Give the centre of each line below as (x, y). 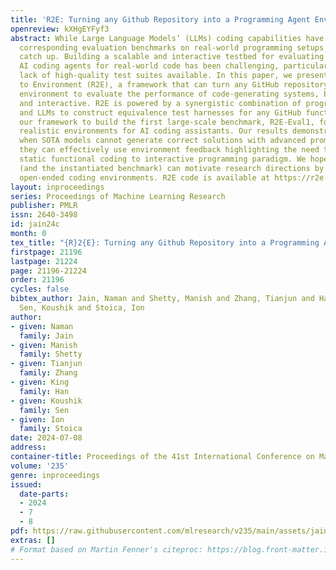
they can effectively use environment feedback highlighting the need (169, 150)
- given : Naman (42, 326)
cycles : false (40, 289)
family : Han (44, 391)
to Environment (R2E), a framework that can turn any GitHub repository (174, 85)
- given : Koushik (46, 401)
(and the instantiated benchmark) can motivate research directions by (172, 168)
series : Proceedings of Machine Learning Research (118, 196)
